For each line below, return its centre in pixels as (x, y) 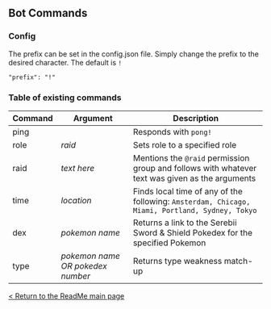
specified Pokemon (169, 243)
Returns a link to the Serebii (185, 223)
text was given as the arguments (194, 178)
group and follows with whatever (194, 168)
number (76, 276)
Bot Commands (48, 13)
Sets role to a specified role (185, 144)
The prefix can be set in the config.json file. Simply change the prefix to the (134, 54)
